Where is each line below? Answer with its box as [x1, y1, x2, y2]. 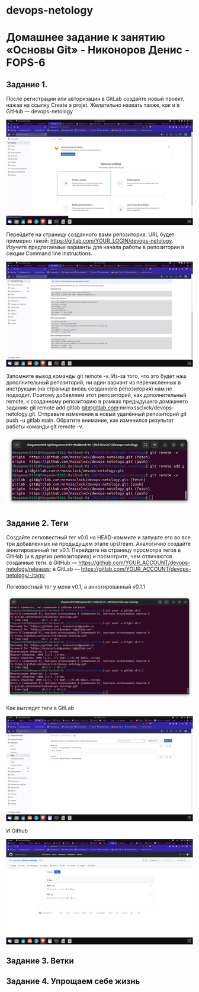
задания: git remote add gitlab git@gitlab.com [6, 404, 118, 411]
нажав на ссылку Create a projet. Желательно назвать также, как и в [6, 101, 180, 109]
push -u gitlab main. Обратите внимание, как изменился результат [6, 416, 174, 424]
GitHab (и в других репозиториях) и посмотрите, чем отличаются [6, 553, 172, 560]
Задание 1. [6, 80, 48, 90]
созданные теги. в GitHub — [6, 559, 78, 567]
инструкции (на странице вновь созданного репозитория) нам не [6, 385, 173, 392]
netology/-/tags [6, 572, 44, 579]
